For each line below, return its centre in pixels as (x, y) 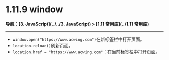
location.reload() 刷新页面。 (43, 45)
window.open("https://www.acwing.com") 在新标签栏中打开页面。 (78, 39)
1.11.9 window (34, 9)
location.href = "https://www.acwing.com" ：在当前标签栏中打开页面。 (86, 52)
